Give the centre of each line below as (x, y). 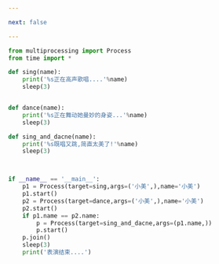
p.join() (36, 238)
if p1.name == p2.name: (61, 216)
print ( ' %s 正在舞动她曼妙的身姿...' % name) (85, 115)
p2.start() (40, 208)
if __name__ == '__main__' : (54, 179)
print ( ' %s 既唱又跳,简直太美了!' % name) (80, 144)
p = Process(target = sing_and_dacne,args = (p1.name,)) (124, 223)
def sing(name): (35, 72)
